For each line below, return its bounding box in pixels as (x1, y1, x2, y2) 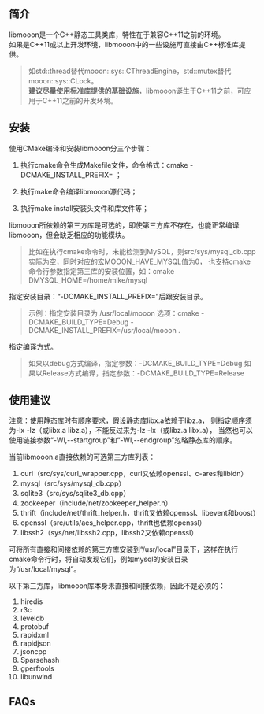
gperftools (20, 664, 54, 673)
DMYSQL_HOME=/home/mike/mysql (28, 275, 148, 285)
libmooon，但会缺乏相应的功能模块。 (9, 230, 129, 239)
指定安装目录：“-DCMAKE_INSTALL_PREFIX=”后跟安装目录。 (9, 291, 207, 301)
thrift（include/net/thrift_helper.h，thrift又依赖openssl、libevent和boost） (20, 509, 260, 518)
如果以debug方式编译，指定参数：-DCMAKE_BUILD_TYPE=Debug (28, 358, 243, 368)
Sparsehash (20, 656, 60, 665)
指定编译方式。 (9, 342, 58, 351)
